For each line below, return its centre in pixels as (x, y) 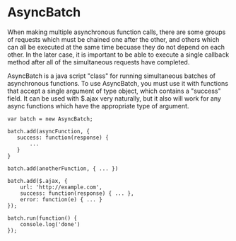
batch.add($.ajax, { (38, 181)
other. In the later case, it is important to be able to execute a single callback (118, 55)
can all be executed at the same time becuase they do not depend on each (116, 47)
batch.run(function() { (42, 218)
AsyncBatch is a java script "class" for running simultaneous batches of (111, 76)
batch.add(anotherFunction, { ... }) (63, 168)
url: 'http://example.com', (61, 187)
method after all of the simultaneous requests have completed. (99, 62)
